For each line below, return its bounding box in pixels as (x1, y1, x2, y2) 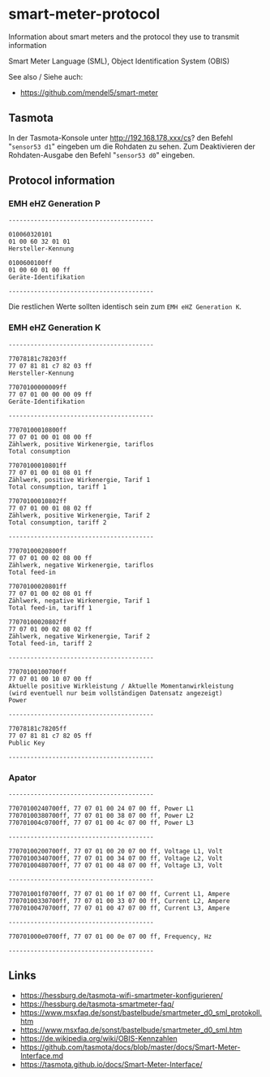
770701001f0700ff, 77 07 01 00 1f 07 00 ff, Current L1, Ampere (8, 890, 230, 898)
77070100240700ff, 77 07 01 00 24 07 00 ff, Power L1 (8, 805, 195, 813)
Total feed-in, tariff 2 (8, 639, 92, 647)
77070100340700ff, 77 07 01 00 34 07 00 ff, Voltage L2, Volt (8, 854, 223, 862)
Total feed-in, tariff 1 (8, 603, 92, 612)
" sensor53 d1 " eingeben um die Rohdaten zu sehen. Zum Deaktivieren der (8, 141, 255, 151)
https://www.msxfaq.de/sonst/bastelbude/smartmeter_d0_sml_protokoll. (19, 1007, 262, 1017)
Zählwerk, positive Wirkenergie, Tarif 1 (8, 476, 151, 484)
